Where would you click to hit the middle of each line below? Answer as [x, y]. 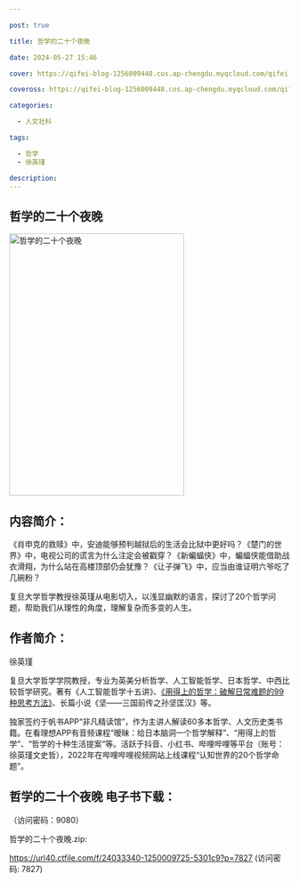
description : [33, 178]
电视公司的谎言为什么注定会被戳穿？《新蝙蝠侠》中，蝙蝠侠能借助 [161, 555]
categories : [31, 106]
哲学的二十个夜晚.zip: [48, 838]
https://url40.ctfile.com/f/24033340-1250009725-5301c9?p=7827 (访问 [141, 858]
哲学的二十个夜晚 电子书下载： [93, 797]
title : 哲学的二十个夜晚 [50, 41]
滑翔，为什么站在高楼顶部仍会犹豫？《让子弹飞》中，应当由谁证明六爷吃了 [153, 566]
